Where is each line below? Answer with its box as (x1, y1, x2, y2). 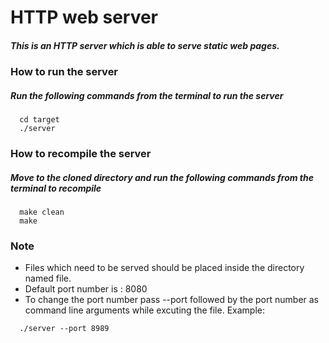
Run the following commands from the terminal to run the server (10, 89, 284, 101)
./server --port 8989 (19, 324, 110, 334)
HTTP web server (10, 6, 159, 29)
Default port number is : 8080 (24, 283, 148, 295)
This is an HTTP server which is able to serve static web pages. (10, 39, 280, 51)
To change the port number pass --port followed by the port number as (24, 294, 320, 306)
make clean (19, 207, 65, 218)
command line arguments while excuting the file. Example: (24, 304, 265, 316)
